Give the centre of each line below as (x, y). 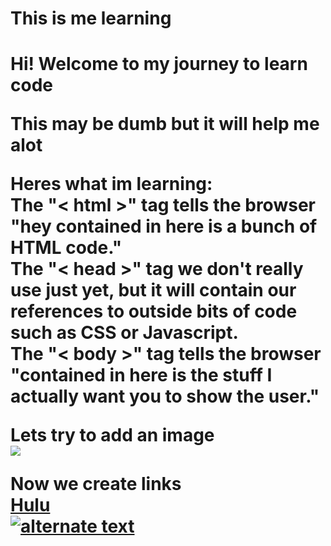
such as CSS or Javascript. (124, 333)
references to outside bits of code (154, 311)
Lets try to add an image (112, 435)
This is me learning (91, 18)
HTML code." (66, 248)
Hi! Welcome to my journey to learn (159, 64)
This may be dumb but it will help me (165, 124)
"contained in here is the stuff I (141, 375)
